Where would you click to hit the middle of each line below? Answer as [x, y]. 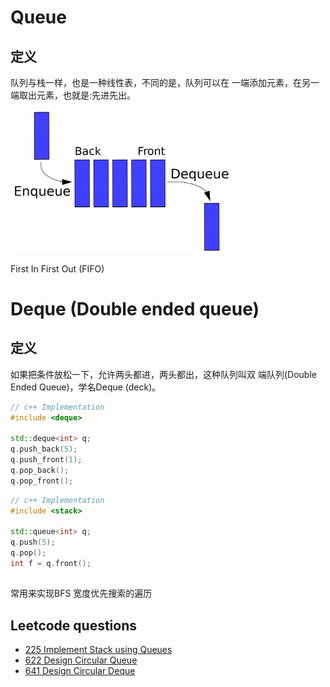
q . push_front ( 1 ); [46, 460]
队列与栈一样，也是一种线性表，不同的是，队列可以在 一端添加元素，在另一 [165, 82]
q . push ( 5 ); [33, 542]
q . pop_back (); [40, 470]
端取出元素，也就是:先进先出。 [73, 95]
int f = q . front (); [51, 563]
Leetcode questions [74, 625]
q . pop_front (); [42, 481]
